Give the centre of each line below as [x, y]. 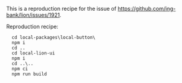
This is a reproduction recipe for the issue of [61, 9]
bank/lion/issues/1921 [33, 15]
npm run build [29, 74]
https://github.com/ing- [146, 9]
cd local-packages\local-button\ [54, 38]
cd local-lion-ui [33, 53]
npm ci [20, 69]
